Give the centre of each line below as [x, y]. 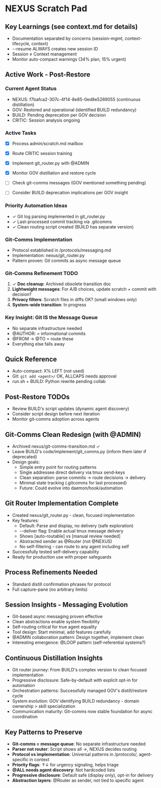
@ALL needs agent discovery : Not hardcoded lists [64, 770]
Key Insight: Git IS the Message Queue [51, 318]
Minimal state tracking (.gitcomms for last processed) [73, 483]
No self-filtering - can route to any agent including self [74, 546]
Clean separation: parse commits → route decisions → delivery [83, 477]
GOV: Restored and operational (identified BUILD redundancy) [74, 110]
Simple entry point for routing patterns [58, 467]
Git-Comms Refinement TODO [41, 273]
